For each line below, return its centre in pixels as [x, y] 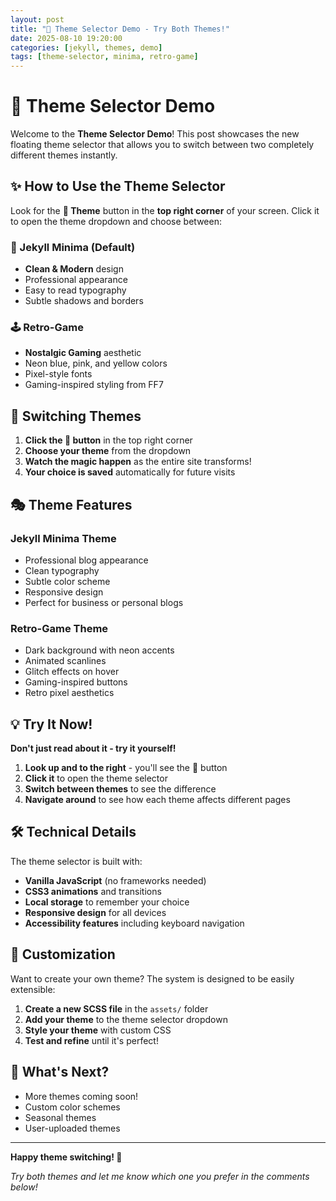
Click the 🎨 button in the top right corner [108, 440]
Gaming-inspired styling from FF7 [94, 385]
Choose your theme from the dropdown [108, 451]
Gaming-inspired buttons [76, 682]
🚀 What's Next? [60, 1072]
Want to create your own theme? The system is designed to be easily [152, 978]
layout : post [37, 19]
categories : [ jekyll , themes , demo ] [86, 47]
